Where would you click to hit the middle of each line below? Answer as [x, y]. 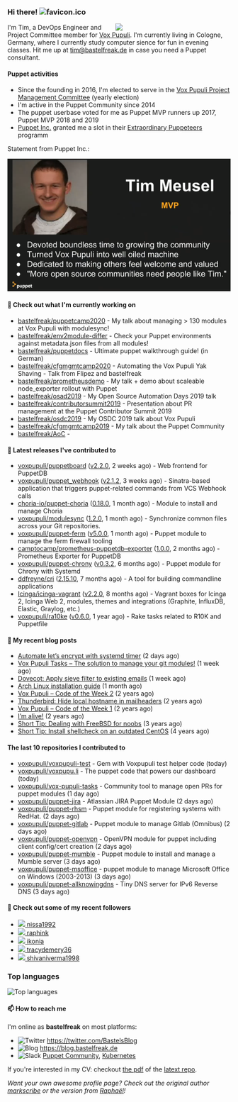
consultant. [24, 57]
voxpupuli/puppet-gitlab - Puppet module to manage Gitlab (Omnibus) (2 [124, 823]
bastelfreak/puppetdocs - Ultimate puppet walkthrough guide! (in [113, 351]
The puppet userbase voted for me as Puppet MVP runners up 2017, [117, 112]
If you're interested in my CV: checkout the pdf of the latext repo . [102, 1069]
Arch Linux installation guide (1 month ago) [80, 686]
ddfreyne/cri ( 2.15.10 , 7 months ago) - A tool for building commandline [119, 579]
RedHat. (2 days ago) [49, 816]
